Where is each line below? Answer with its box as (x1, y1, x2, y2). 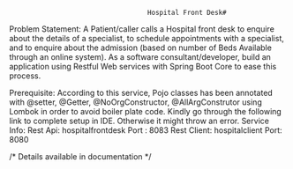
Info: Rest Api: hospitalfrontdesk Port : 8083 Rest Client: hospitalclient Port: (9, 125, 282, 136)
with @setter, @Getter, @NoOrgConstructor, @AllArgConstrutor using (9, 97, 262, 107)
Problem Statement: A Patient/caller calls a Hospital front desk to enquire (9, 24, 275, 34)
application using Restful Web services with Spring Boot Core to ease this (9, 62, 277, 71)
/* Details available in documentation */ (9, 151, 152, 162)
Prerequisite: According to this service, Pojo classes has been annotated (9, 88, 274, 98)
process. (9, 70, 41, 81)
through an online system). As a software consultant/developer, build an (9, 52, 272, 62)
